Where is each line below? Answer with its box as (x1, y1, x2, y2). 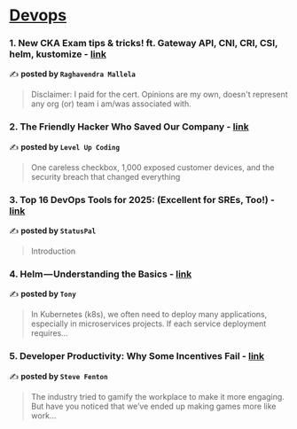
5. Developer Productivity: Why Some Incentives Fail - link (9, 350, 265, 363)
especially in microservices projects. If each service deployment (30, 318, 267, 329)
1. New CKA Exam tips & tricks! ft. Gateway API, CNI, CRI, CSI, (9, 37, 278, 50)
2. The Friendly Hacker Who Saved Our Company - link (9, 121, 250, 133)
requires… (30, 328, 68, 339)
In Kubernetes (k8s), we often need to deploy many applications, (30, 309, 268, 320)
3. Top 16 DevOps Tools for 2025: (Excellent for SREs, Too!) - (9, 193, 275, 206)
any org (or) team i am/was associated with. (30, 98, 192, 109)
